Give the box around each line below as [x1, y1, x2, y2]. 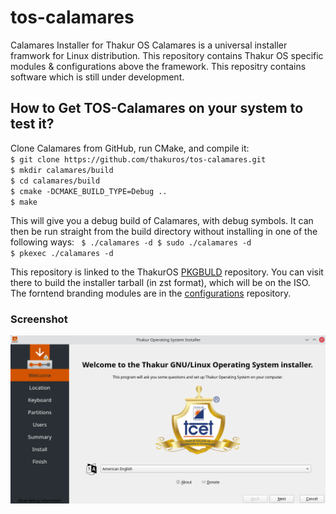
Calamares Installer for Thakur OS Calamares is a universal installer [10, 39, 288, 51]
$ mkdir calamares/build [10, 165, 114, 175]
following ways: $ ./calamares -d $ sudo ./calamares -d [10, 236, 252, 248]
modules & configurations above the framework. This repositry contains [10, 60, 307, 72]
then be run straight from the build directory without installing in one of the [10, 225, 318, 237]
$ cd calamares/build [10, 176, 101, 186]
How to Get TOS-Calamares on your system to [10, 100, 304, 117]
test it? [10, 116, 55, 133]
